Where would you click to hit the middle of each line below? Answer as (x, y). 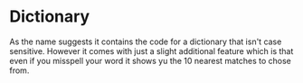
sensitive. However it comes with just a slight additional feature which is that (151, 51)
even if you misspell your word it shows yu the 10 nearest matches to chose (150, 60)
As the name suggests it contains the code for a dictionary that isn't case (146, 41)
